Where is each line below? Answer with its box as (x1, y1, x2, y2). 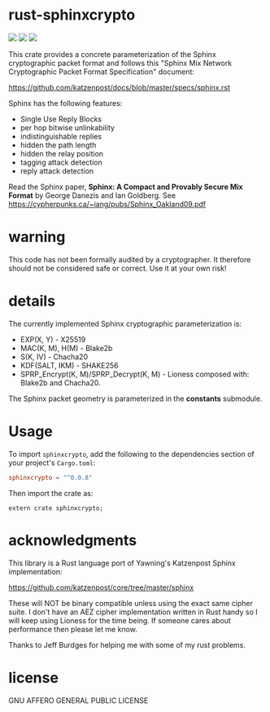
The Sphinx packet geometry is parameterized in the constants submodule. (8, 393, 263, 403)
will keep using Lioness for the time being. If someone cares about (8, 615, 232, 625)
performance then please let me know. (8, 624, 138, 634)
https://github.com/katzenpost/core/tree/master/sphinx (8, 582, 194, 592)
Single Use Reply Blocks (20, 114, 102, 124)
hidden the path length (20, 140, 97, 150)
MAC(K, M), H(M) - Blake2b (20, 343, 113, 353)
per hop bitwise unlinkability (20, 122, 115, 132)
